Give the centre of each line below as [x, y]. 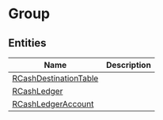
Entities [27, 43]
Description [129, 65]
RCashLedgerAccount [53, 104]
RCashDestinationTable [55, 78]
